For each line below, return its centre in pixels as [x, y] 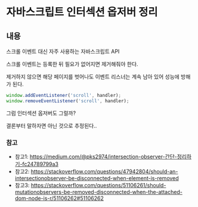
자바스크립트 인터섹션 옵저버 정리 [82, 12]
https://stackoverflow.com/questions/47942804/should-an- [104, 172]
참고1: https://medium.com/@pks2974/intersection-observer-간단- [96, 157]
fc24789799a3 [40, 164]
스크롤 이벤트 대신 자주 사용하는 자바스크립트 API [63, 51]
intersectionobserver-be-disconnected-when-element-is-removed [97, 178]
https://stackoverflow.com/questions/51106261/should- [98, 186]
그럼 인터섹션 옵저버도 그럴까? [41, 113]
